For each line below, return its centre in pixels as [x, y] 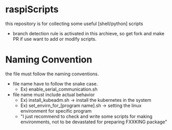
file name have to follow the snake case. [55, 83]
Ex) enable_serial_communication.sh [59, 89]
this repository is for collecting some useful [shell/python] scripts [74, 24]
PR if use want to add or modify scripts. [54, 39]
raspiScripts [32, 9]
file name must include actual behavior [54, 94]
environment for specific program [56, 111]
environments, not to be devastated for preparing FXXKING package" [94, 122]
